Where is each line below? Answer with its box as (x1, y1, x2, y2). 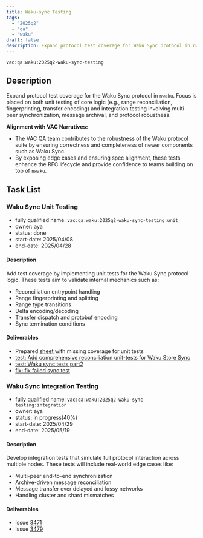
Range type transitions (14, 301, 71, 308)
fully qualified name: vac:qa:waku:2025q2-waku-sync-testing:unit (14, 217, 178, 224)
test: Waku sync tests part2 (14, 360, 83, 368)
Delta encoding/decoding (14, 307, 79, 314)
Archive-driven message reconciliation (14, 479, 112, 486)
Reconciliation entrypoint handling (14, 287, 101, 295)
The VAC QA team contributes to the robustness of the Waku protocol (14, 135, 188, 142)
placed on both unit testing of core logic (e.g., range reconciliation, (6, 98, 173, 106)
